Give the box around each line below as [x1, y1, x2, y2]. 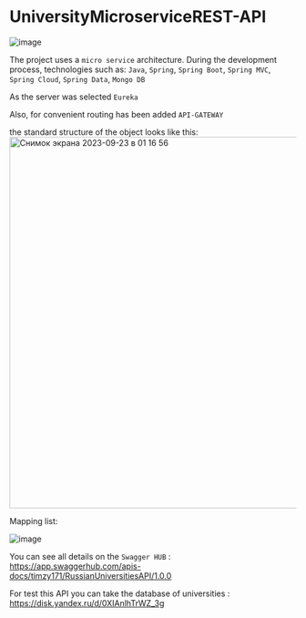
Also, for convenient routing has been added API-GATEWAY [9, 108, 224, 119]
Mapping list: [9, 515, 58, 526]
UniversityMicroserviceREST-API [9, 6, 267, 27]
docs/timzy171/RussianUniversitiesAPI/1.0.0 [9, 570, 172, 581]
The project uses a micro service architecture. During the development [9, 54, 278, 65]
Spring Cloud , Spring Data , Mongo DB [9, 73, 146, 84]
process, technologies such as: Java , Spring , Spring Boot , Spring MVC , [9, 64, 271, 75]
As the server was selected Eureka [9, 91, 138, 102]
